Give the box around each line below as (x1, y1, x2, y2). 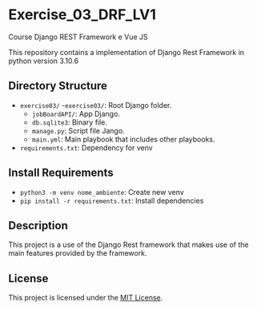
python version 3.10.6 (8, 56, 78, 66)
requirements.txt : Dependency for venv (19, 142, 154, 153)
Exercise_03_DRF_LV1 (8, 6, 156, 24)
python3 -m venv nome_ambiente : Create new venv (19, 187, 184, 197)
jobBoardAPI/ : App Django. (31, 109, 120, 118)
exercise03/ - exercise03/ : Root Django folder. (19, 100, 172, 109)
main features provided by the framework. (8, 248, 147, 258)
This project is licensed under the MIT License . (8, 293, 163, 303)
